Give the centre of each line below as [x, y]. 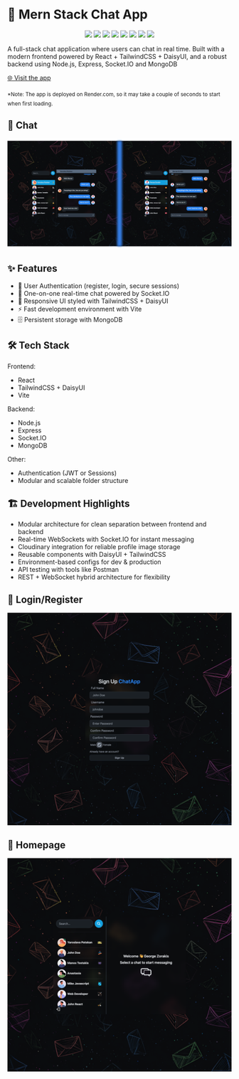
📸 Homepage [37, 845]
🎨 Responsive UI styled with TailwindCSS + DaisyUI [93, 301]
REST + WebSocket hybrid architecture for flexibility [94, 577]
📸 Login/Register [45, 599]
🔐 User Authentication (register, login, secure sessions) [99, 286]
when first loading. [30, 103]
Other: [17, 459]
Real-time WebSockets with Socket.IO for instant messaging [106, 539]
